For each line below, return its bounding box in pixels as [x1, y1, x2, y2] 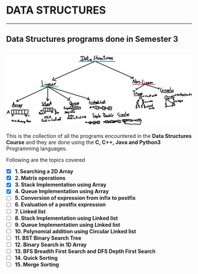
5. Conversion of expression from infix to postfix [14, 194, 136, 202]
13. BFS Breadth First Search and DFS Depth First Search [14, 247, 156, 255]
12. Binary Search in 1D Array [14, 241, 87, 248]
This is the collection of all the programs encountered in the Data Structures [6, 133, 192, 140]
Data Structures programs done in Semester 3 [6, 34, 179, 44]
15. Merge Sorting [14, 261, 60, 268]
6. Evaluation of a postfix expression [14, 201, 106, 208]
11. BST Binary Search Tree [14, 234, 81, 242]
